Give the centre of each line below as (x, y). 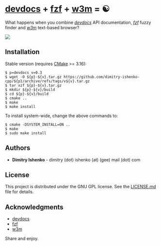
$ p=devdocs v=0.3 (24, 72)
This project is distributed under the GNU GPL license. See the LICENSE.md (80, 187)
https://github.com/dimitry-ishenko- (102, 77)
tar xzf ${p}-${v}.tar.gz (36, 85)
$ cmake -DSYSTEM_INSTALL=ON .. (38, 124)
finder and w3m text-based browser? (42, 27)
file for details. (19, 192)
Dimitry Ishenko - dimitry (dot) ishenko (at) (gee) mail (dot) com (76, 159)
